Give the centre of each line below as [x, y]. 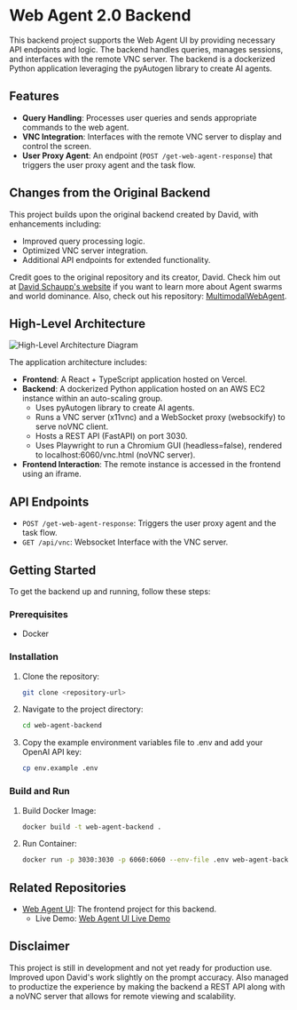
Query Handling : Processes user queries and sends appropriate [139, 117]
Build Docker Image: [59, 810]
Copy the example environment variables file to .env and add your [142, 743]
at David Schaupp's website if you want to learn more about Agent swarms [146, 286]
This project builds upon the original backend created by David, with [134, 214]
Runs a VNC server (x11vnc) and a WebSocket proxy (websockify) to [160, 418]
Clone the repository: [61, 676]
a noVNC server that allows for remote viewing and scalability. [123, 996]
